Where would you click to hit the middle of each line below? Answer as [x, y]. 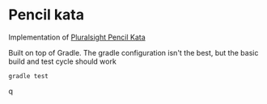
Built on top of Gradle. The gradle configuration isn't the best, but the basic [133, 52]
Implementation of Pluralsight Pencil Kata [77, 37]
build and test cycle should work [63, 61]
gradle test [28, 76]
